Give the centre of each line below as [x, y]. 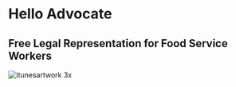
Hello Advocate [60, 14]
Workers [30, 55]
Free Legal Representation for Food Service [118, 43]
